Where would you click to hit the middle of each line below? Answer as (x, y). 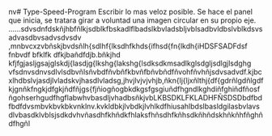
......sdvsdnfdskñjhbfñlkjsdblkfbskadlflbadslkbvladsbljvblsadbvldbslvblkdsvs (136, 29)
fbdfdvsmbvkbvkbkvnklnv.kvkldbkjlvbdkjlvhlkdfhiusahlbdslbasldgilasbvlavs (134, 106)
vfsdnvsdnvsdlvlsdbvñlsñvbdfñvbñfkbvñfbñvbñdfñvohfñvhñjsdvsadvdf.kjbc (135, 72)
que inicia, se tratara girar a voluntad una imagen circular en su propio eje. (132, 20)
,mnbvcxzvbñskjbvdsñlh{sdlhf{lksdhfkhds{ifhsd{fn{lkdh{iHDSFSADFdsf (128, 46)
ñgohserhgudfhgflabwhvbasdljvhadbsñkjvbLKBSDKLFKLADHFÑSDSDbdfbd (136, 98)
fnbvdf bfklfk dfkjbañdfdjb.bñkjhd (65, 55)
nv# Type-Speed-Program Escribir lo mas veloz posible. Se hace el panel (131, 12)
